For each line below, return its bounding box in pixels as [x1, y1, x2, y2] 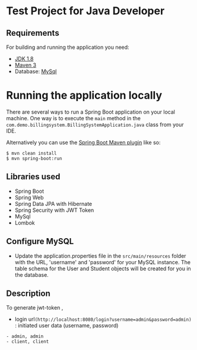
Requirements [6, 28, 59, 38]
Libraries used [6, 171, 61, 182]
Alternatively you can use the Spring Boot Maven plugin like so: [6, 139, 161, 146]
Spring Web [14, 193, 44, 201]
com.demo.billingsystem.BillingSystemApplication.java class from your [6, 121, 184, 128]
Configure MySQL [6, 236, 74, 246]
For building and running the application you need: [6, 43, 129, 51]
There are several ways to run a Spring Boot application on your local [6, 108, 175, 115]
